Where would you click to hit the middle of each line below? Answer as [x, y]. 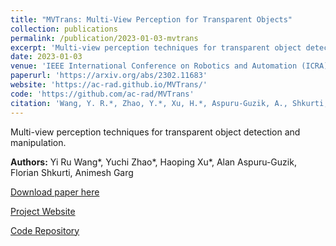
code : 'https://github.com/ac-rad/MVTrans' [102, 94]
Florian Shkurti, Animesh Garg [72, 172]
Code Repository [45, 230]
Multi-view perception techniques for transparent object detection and [155, 132]
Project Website [43, 211]
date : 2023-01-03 [46, 57]
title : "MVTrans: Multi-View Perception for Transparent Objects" [151, 19]
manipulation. [38, 142]
